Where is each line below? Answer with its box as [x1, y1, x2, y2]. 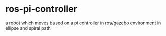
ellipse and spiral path [5, 25, 51, 31]
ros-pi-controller [5, 3, 77, 15]
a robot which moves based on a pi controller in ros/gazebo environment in [5, 20, 161, 26]
